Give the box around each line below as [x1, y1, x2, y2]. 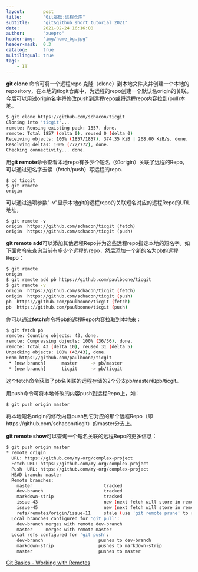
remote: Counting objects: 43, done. [6, 333, 99, 339]
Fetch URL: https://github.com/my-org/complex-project [11, 461, 149, 467]
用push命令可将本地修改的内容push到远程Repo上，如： [6, 389, 141, 396]
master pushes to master [16, 548, 141, 554]
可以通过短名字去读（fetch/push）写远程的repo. [6, 166, 123, 173]
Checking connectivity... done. [6, 147, 85, 153]
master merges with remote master [16, 527, 112, 533]
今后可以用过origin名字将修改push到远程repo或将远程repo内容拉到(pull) [6, 95, 181, 102]
